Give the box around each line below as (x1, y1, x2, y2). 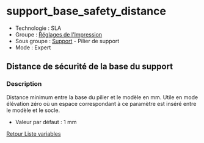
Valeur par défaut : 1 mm (15, 118, 77, 125)
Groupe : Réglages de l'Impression (15, 30, 103, 38)
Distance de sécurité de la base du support (6, 61, 173, 72)
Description (6, 80, 42, 88)
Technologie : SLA (15, 24, 62, 32)
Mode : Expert (15, 44, 51, 51)
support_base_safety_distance (6, 4, 167, 18)
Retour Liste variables (6, 130, 61, 138)
